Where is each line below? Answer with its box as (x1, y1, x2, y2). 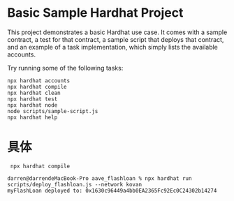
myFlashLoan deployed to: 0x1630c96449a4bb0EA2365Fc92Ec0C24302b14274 (7, 187, 217, 194)
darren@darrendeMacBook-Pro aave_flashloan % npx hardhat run (7, 174, 192, 182)
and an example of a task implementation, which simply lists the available (7, 43, 219, 51)
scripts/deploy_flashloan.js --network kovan (7, 181, 142, 188)
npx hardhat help (7, 114, 58, 121)
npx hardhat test (7, 96, 58, 103)
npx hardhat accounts (7, 77, 71, 84)
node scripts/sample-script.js (7, 107, 98, 114)
